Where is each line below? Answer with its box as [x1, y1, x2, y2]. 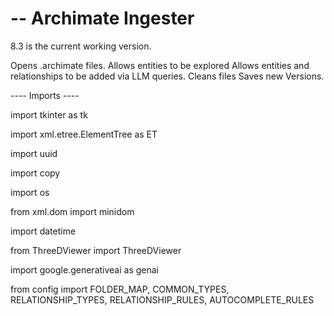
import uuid [10, 147, 58, 159]
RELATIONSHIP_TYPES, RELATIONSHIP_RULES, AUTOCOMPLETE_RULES [10, 293, 315, 306]
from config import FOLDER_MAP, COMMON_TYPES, [10, 283, 230, 295]
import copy [10, 167, 61, 179]
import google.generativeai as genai [10, 263, 160, 276]
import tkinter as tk [10, 108, 88, 121]
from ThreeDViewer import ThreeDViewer [10, 244, 182, 256]
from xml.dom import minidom [10, 205, 135, 217]
